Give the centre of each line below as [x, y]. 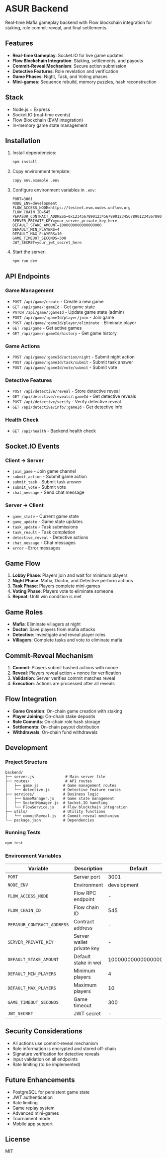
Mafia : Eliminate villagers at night [46, 624]
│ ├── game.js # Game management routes [61, 785]
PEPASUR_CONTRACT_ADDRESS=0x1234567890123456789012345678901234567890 [87, 217]
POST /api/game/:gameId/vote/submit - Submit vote [65, 367]
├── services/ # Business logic [52, 794]
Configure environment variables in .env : [54, 190]
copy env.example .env [36, 180]
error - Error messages [36, 548]
